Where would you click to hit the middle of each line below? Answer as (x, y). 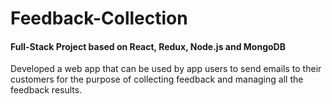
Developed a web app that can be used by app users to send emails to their (166, 69)
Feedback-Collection (99, 18)
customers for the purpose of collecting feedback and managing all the (157, 79)
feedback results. (46, 90)
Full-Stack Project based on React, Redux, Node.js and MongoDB (148, 46)
